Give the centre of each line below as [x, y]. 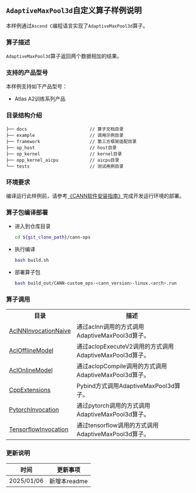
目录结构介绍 [24, 116]
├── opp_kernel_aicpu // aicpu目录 [63, 160]
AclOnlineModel [31, 370]
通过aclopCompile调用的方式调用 [122, 366]
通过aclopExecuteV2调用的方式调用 [125, 346]
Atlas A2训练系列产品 [40, 99]
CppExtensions [30, 390]
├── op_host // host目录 [61, 148]
